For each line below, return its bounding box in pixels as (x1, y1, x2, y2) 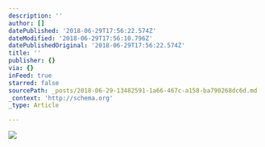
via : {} (8, 64, 35, 72)
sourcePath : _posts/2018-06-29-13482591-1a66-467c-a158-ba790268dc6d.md (8, 86, 258, 95)
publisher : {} (8, 57, 56, 65)
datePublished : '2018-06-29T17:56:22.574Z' (8, 27, 157, 35)
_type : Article (8, 101, 60, 109)
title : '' (8, 49, 42, 57)
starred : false (8, 79, 60, 87)
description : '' (8, 11, 63, 20)
